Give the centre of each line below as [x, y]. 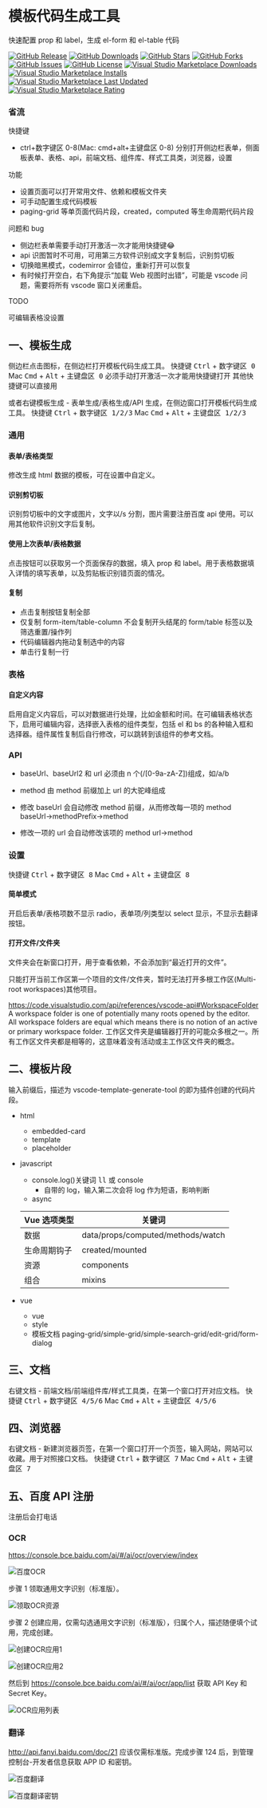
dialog [42, 1342]
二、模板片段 [40, 1069]
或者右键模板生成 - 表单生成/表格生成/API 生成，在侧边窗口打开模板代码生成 [133, 403]
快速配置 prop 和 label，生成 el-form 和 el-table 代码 [94, 40]
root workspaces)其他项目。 [55, 989]
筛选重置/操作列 [45, 631]
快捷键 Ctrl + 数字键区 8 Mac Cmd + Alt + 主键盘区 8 [99, 875]
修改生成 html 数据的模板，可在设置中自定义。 [84, 475]
